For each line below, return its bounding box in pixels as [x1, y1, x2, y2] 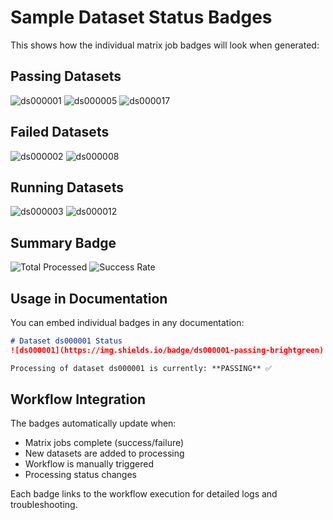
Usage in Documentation [10, 290, 168, 307]
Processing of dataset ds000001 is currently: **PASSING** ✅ [10, 363, 273, 373]
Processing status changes [24, 469, 137, 481]
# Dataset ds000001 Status [10, 336, 123, 346]
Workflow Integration [10, 391, 147, 408]
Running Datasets [10, 179, 124, 196]
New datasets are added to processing [24, 447, 185, 460]
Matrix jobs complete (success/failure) [24, 437, 185, 449]
